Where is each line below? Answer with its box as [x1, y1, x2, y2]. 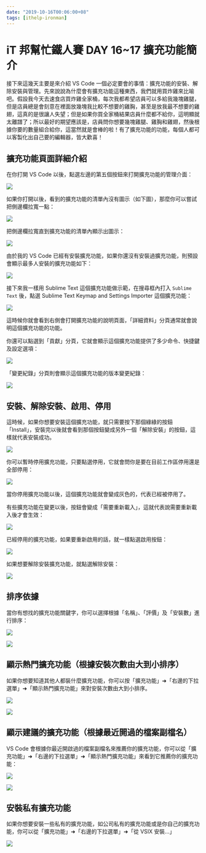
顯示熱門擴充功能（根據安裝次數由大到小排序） [6, 660, 184, 670]
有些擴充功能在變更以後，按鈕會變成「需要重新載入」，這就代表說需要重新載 [6, 504, 197, 511]
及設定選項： [6, 345, 39, 352]
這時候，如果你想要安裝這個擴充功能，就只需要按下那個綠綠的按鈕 [6, 418, 173, 426]
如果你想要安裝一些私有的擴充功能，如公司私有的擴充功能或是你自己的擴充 [6, 820, 194, 828]
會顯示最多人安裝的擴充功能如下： [6, 260, 93, 267]
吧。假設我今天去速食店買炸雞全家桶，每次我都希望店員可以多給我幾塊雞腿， [6, 95, 200, 103]
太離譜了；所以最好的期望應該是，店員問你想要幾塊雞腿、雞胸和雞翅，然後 [6, 118, 194, 126]
